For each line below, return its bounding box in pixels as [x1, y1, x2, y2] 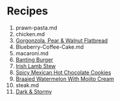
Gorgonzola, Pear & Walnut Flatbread [15, 37, 108, 44]
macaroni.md [15, 49, 49, 57]
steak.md [15, 81, 39, 88]
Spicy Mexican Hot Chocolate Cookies [15, 69, 112, 76]
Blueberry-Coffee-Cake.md [15, 43, 84, 50]
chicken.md [15, 30, 45, 37]
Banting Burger [15, 56, 54, 63]
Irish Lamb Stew [15, 62, 56, 70]
